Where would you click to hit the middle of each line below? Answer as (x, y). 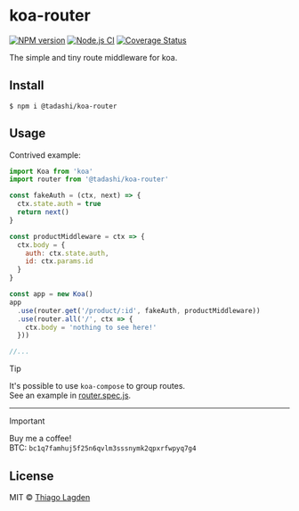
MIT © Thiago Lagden (50, 497)
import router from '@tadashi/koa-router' (89, 179)
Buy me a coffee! (40, 439)
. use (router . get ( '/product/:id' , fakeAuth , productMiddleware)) (139, 310)
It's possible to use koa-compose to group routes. (97, 386)
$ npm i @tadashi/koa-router (63, 106)
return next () (43, 212)
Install (27, 86)
